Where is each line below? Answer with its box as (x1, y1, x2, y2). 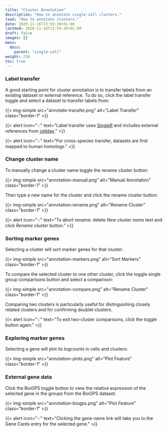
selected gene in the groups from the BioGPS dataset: (5, 390, 116, 396)
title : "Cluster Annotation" (5, 7, 66, 13)
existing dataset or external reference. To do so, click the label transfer (5, 92, 151, 98)
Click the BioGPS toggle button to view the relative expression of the (5, 385, 146, 391)
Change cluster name (5, 156, 58, 163)
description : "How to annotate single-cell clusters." (5, 12, 122, 17)
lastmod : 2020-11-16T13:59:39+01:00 (5, 26, 81, 31)
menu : (5, 40, 16, 45)
